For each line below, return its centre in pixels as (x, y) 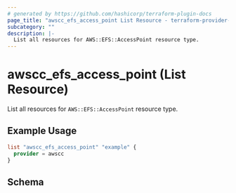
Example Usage (42, 131)
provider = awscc (39, 154)
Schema (26, 182)
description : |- (31, 33)
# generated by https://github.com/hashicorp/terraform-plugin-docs (110, 14)
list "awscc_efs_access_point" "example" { (72, 147)
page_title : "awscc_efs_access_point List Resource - (88, 20)
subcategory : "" (31, 27)
